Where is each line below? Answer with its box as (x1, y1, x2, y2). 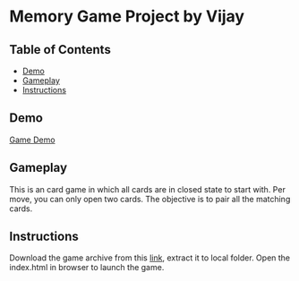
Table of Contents (9, 42, 112, 57)
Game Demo (9, 134, 56, 145)
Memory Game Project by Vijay (9, 6, 244, 27)
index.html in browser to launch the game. (9, 262, 165, 273)
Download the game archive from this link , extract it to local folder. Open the (9, 252, 291, 263)
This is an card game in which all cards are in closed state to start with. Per (9, 183, 286, 194)
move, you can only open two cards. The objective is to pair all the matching (9, 193, 291, 204)
